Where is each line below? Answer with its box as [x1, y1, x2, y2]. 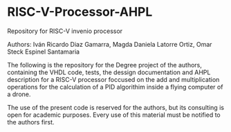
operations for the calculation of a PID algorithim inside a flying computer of [7, 82, 223, 91]
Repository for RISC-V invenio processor [7, 27, 123, 35]
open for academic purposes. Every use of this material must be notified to [7, 111, 221, 119]
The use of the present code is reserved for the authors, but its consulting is [7, 103, 225, 111]
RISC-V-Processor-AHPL [7, 4, 153, 20]
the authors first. [7, 118, 55, 126]
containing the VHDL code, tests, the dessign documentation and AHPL [7, 68, 211, 76]
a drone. [7, 90, 31, 98]
